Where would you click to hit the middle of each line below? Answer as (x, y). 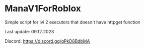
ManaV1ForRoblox (43, 9)
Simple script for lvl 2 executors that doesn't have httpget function (72, 22)
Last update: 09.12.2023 (29, 31)
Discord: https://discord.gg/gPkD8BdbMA (47, 41)
